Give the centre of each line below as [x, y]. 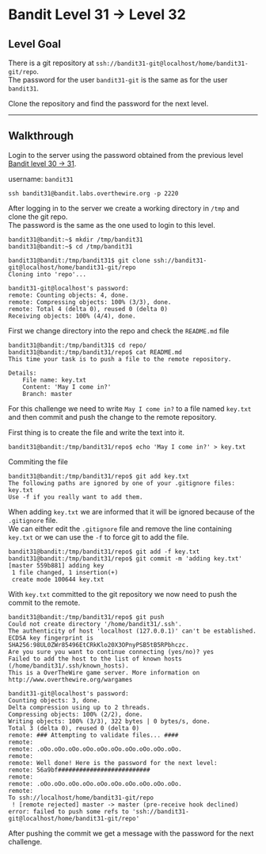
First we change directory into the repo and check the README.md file [119, 330]
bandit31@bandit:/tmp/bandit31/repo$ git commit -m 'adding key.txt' [125, 558]
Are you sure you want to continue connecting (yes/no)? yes [111, 652]
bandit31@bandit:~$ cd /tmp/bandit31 [70, 246]
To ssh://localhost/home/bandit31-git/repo [81, 798]
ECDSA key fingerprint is [51, 638]
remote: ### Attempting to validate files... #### [93, 735]
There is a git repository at [51, 63]
